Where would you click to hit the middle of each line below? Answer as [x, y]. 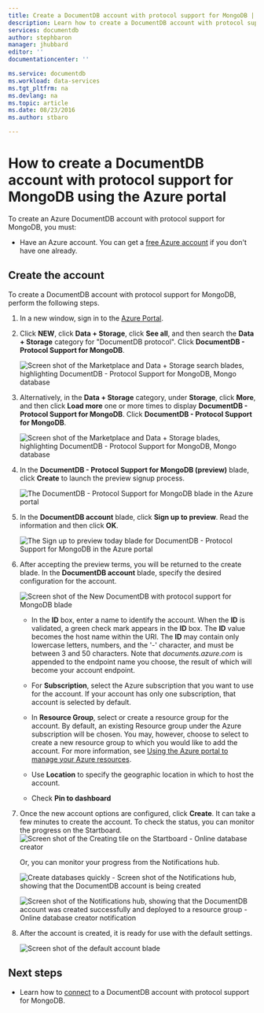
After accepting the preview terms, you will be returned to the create [130, 564]
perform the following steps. [54, 302]
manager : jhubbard [38, 45]
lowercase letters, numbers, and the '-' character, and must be [132, 645]
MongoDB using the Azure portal [117, 197]
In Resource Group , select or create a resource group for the [130, 717]
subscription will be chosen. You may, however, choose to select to [140, 734]
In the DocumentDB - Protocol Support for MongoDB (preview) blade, [134, 469]
